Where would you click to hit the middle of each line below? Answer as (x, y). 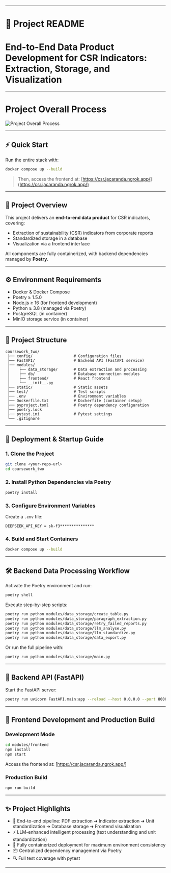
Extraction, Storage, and (58, 69)
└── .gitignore (23, 419)
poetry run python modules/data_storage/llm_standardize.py (70, 633)
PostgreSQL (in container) (40, 314)
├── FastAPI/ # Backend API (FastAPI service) (76, 361)
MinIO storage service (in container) (51, 319)
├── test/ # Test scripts (56, 392)
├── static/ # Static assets (58, 388)
